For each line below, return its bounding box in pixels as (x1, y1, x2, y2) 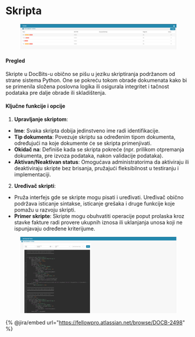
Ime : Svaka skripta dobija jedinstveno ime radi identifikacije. (14, 127, 160, 134)
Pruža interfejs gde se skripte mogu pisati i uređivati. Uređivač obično (14, 194, 184, 201)
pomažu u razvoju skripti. (14, 206, 76, 213)
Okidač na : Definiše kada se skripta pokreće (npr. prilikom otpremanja (14, 146, 184, 153)
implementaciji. (14, 171, 51, 178)
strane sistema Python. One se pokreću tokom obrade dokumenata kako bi (5, 77, 187, 84)
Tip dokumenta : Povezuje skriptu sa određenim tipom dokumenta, (14, 134, 176, 141)
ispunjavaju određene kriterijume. (14, 225, 95, 232)
